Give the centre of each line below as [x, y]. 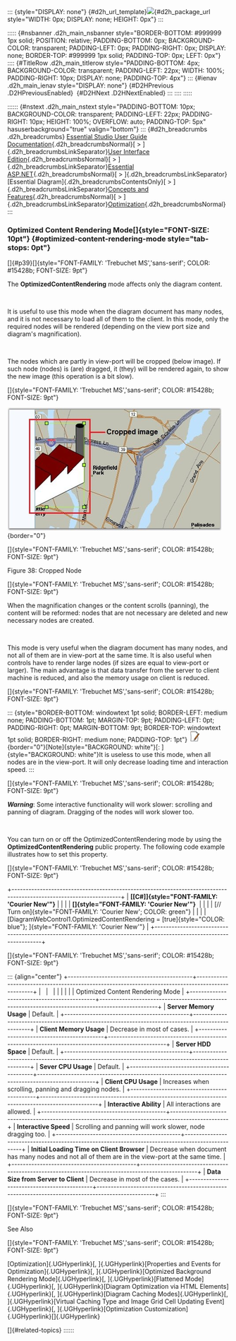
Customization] [166, 1309]
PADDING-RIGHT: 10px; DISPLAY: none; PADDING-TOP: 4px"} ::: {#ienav [112, 78]
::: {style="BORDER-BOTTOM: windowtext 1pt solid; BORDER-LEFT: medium [117, 713]
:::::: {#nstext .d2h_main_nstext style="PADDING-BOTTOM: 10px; [101, 107]
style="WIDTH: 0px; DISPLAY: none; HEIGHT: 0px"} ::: [86, 19]
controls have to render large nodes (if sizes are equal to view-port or [108, 663]
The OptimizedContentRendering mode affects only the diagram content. [115, 284]
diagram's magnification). [45, 334]
